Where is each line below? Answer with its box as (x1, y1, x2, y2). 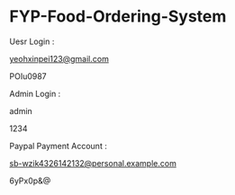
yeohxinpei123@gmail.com (9, 53, 110, 64)
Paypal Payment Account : (9, 140, 108, 151)
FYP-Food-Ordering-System (9, 6, 227, 27)
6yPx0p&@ (9, 175, 51, 186)
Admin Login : (9, 88, 61, 99)
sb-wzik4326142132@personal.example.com (9, 157, 177, 168)
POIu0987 (9, 70, 47, 82)
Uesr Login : (9, 36, 55, 47)
